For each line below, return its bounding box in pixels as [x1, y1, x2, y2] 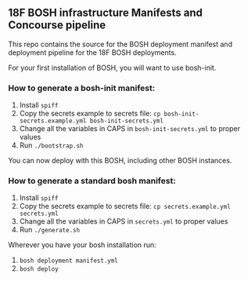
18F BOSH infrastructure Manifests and [8, 6, 203, 20]
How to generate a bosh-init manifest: [8, 82, 156, 93]
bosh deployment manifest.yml [19, 257, 119, 265]
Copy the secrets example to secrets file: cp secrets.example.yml [19, 202, 231, 211]
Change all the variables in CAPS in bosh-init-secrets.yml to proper [19, 124, 241, 133]
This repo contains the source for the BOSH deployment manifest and [8, 39, 233, 49]
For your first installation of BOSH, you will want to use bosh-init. [8, 63, 217, 72]
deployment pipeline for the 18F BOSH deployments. [8, 47, 178, 57]
